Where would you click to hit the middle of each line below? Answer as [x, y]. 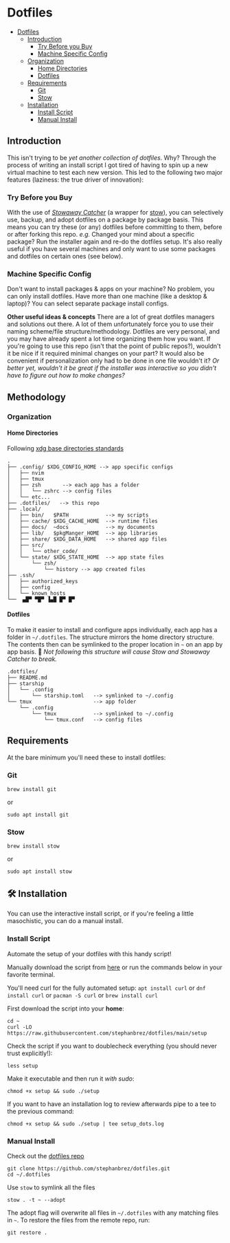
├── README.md [27, 678]
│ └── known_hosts [37, 593]
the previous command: [41, 1111]
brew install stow [33, 846]
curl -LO [20, 1027]
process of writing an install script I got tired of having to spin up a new [107, 165]
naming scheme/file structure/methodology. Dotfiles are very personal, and [114, 332]
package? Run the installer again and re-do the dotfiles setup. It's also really [115, 241]
